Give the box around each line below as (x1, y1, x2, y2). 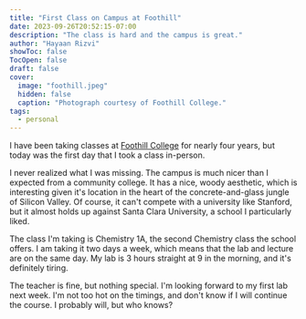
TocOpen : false (9, 56, 68, 65)
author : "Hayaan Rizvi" (9, 38, 100, 48)
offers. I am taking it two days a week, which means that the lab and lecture (9, 243, 294, 254)
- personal (17, 115, 59, 124)
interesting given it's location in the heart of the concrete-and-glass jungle (9, 187, 290, 198)
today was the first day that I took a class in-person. (9, 149, 206, 160)
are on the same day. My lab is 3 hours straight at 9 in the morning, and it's (9, 252, 292, 264)
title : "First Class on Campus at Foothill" (9, 13, 182, 23)
